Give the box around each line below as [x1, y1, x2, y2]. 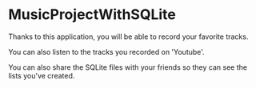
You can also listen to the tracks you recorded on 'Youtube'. [8, 47, 206, 56]
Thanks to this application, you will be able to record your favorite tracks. [8, 32, 249, 41]
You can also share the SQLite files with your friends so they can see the [8, 62, 248, 72]
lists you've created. [8, 71, 75, 80]
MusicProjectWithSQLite [8, 6, 176, 24]
